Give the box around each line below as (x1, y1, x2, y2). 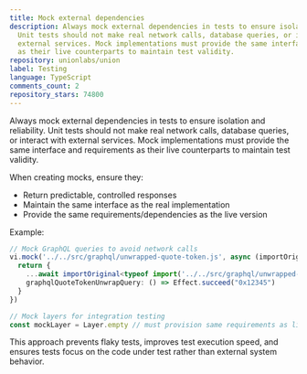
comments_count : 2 (9, 81, 79, 91)
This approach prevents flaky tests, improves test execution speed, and (9, 337, 279, 347)
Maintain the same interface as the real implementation (22, 198, 230, 210)
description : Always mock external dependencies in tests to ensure (9, 22, 276, 31)
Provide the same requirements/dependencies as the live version (22, 208, 268, 219)
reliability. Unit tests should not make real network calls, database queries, (9, 124, 290, 135)
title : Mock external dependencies (9, 13, 145, 23)
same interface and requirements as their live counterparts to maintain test (9, 144, 291, 155)
